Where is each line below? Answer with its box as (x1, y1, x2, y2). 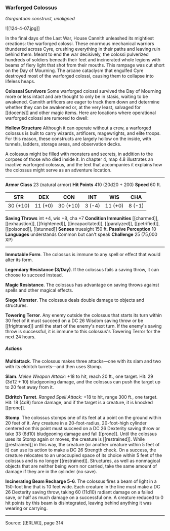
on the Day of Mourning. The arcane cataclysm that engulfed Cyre (5, 67, 144, 74)
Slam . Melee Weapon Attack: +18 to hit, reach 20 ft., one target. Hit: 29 (5, 373, 153, 379)
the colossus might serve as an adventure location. (5, 167, 112, 173)
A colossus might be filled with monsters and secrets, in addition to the (5, 151, 153, 157)
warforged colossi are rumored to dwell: (5, 115, 89, 121)
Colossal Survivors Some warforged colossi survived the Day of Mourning (5, 88, 161, 94)
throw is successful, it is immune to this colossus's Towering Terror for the (5, 329, 160, 335)
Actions (5, 345, 22, 351)
